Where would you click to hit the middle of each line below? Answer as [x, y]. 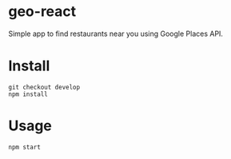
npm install [28, 94]
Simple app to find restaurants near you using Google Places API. [116, 34]
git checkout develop [44, 87]
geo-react [42, 12]
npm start [25, 147]
